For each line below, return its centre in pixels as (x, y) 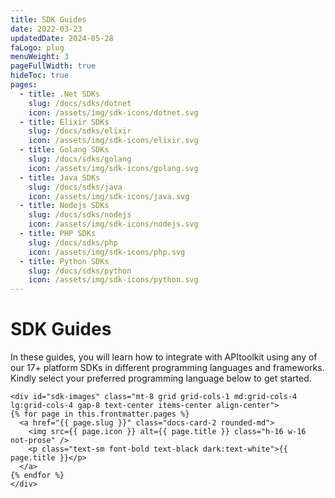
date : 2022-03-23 (46, 29)
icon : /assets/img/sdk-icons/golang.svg (113, 168)
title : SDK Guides (48, 19)
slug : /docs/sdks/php (73, 242)
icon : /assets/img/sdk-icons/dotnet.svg (113, 112)
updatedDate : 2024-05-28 (62, 38)
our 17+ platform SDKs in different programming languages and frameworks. (167, 368)
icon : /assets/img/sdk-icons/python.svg (113, 280)
